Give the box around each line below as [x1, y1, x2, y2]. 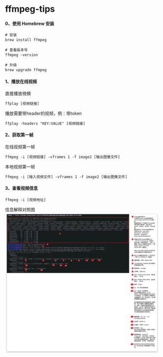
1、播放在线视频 [5, 78, 38, 84]
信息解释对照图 [5, 207, 35, 212]
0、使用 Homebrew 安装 [5, 21, 55, 26]
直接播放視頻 [5, 90, 31, 96]
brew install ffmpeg [5, 38, 47, 43]
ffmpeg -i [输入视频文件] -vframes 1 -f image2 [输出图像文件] [5, 174, 128, 179]
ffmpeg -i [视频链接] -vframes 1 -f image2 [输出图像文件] [5, 154, 121, 159]
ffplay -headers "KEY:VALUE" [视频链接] [5, 121, 85, 126]
